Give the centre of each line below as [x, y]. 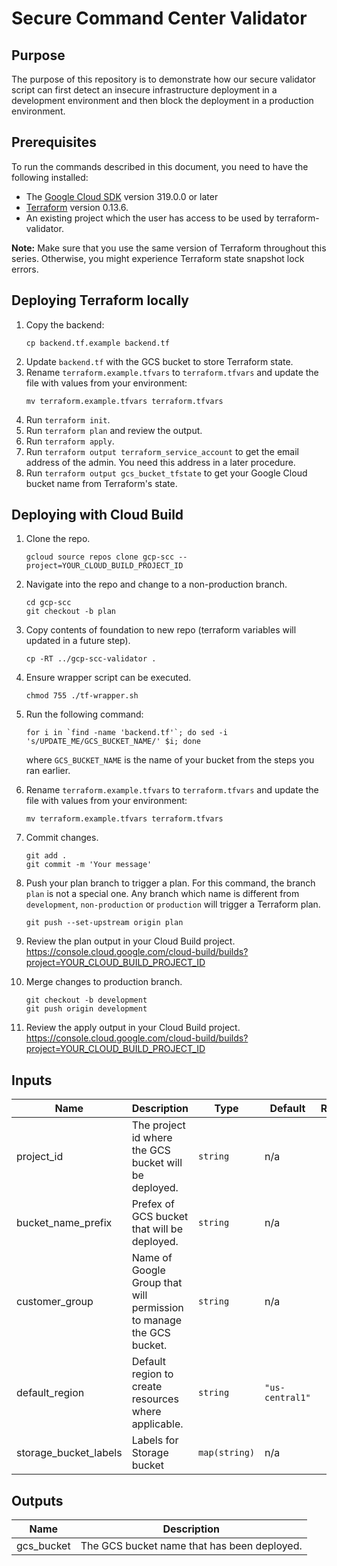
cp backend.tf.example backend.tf [97, 343]
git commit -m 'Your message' [89, 865]
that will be [157, 1229]
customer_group [55, 1302]
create [147, 1387]
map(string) [227, 1453]
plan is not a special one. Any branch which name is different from [162, 894]
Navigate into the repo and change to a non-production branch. [156, 584]
